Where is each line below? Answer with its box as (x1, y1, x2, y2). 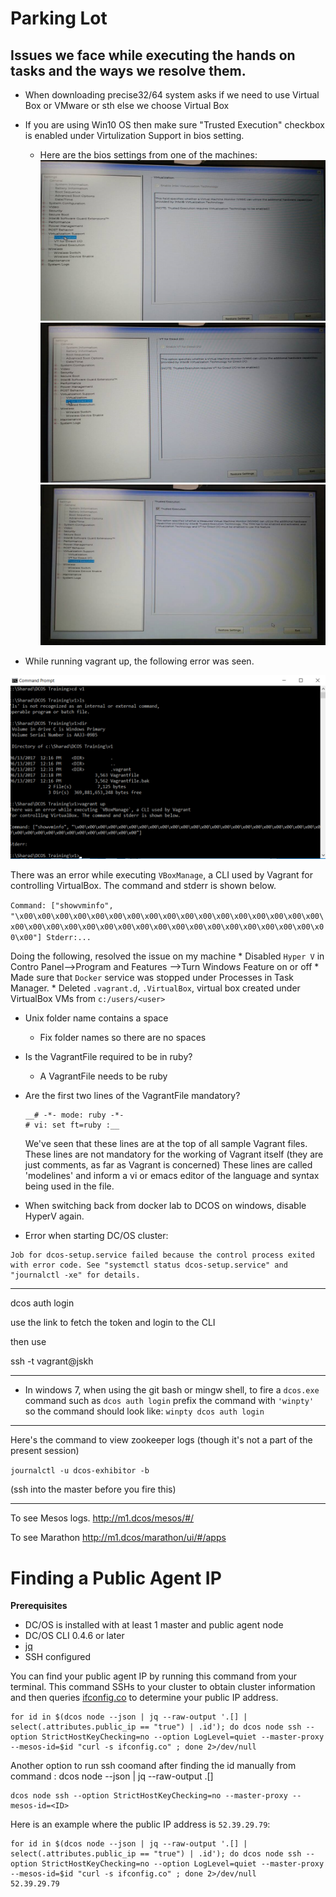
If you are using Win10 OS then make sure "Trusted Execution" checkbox (24, 119, 325, 131)
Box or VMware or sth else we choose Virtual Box (24, 100, 230, 111)
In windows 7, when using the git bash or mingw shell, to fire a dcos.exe (24, 1384, 320, 1396)
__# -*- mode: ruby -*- (24, 1110, 125, 1121)
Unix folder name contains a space (24, 1012, 169, 1024)
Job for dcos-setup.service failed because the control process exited (10, 1250, 315, 1261)
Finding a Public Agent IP (10, 1567, 222, 1589)
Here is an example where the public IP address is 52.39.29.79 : (10, 1818, 271, 1831)
